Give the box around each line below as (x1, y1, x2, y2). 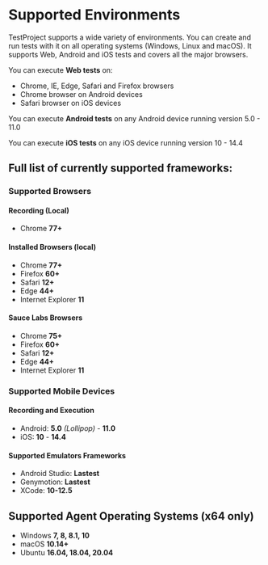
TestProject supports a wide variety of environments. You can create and (8, 32, 252, 42)
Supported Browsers (8, 186, 91, 197)
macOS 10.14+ (19, 539, 69, 549)
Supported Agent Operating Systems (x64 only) (8, 509, 254, 523)
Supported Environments (8, 6, 181, 24)
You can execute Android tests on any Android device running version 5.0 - (8, 113, 261, 123)
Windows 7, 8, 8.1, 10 (19, 531, 90, 540)
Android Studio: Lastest (19, 469, 99, 479)
